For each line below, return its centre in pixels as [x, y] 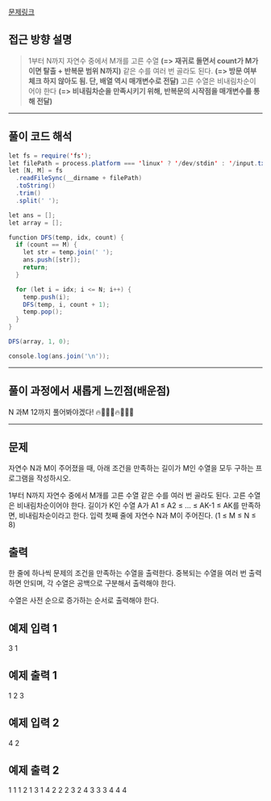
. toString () [36, 186]
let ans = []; [32, 215]
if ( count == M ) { [47, 245]
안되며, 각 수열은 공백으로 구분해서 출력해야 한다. [99, 583]
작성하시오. [53, 478]
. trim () [29, 193]
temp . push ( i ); [46, 297]
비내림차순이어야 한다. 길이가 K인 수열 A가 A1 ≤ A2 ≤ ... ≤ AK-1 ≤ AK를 [128, 505]
